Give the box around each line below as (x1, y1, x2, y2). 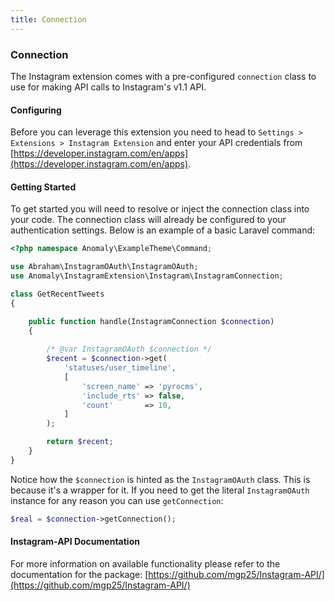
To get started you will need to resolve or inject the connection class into (10, 203, 310, 215)
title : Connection (10, 14, 87, 25)
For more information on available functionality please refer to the (10, 557, 281, 570)
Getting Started (10, 181, 77, 193)
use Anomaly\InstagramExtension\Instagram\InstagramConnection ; (10, 271, 284, 281)
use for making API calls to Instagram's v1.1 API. (10, 81, 207, 93)
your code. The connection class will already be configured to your (10, 214, 287, 226)
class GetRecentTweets (10, 289, 105, 299)
